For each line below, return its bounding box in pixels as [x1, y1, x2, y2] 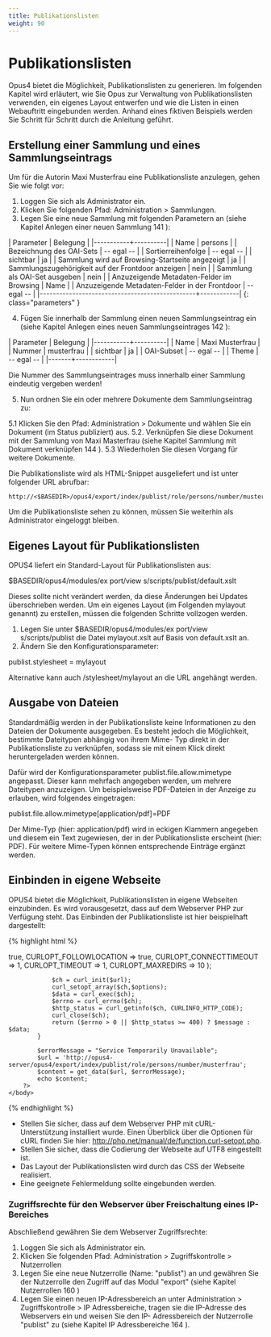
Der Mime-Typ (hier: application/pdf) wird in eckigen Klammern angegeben [8, 824, 258, 834]
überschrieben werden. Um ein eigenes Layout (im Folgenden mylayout [8, 600, 246, 610]
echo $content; [37, 1074, 89, 1083]
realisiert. [19, 1170, 52, 1180]
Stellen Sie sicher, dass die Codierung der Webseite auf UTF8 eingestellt [19, 1144, 262, 1154]
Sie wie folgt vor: [8, 181, 65, 190]
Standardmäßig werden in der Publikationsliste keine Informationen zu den [8, 717, 256, 727]
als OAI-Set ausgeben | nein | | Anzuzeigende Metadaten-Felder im [8, 272, 231, 282]
